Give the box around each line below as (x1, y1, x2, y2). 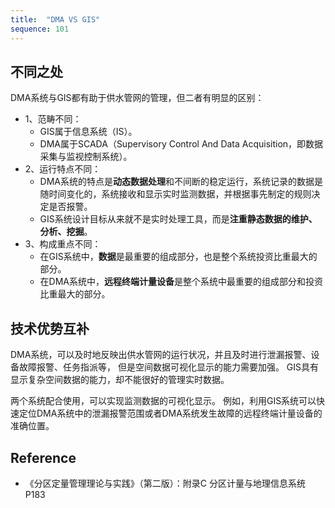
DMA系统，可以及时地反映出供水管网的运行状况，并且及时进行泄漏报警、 (10, 349, 312, 361)
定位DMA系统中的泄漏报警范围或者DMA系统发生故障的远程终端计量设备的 (18, 407, 323, 420)
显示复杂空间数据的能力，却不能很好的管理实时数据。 (10, 374, 230, 386)
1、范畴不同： (24, 113, 82, 125)
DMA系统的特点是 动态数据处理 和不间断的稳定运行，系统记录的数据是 (39, 176, 324, 188)
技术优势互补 (10, 320, 90, 337)
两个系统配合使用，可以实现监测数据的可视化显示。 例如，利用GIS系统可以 (10, 395, 317, 407)
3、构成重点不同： (24, 238, 102, 250)
